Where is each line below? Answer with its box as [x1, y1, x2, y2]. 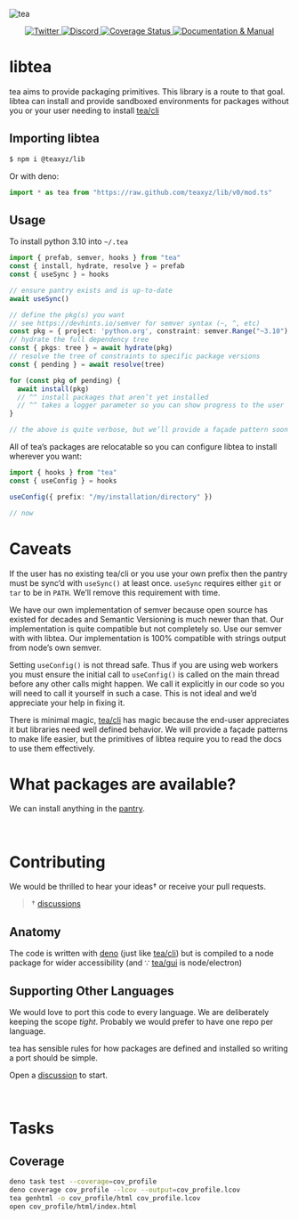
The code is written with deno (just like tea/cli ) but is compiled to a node [9, 948, 274, 959]
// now [9, 508, 34, 517]
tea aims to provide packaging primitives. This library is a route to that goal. [9, 85, 286, 97]
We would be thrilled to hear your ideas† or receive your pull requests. [9, 882, 267, 892]
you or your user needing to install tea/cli [9, 105, 160, 116]
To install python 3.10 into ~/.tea [9, 236, 129, 247]
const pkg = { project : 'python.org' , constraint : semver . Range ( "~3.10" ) [9, 327, 289, 336]
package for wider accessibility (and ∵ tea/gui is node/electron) [9, 957, 243, 968]
